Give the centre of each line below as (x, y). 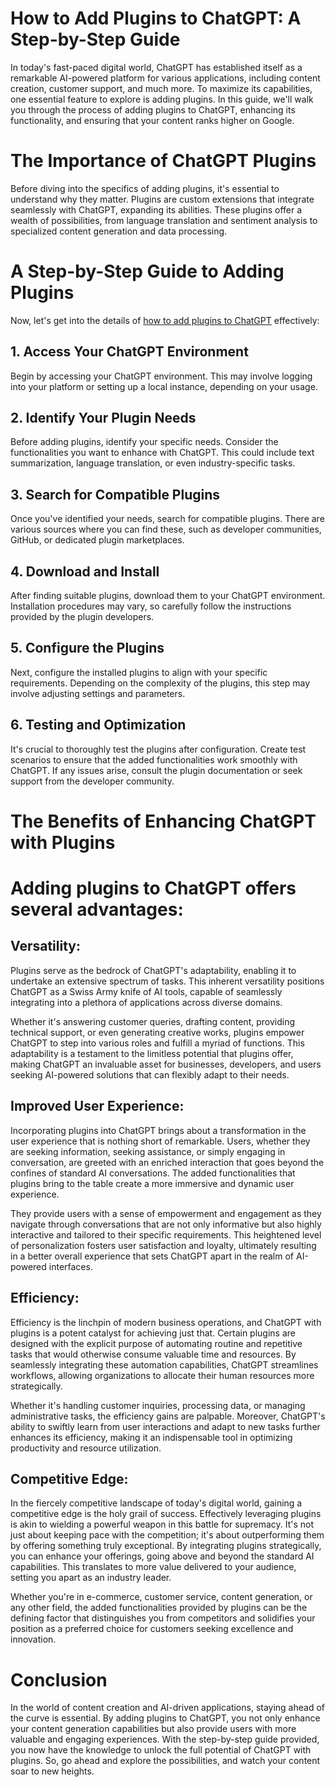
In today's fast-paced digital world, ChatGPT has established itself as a (156, 67)
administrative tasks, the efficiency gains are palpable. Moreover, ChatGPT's (168, 1416)
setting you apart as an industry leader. (91, 1578)
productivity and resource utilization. (86, 1448)
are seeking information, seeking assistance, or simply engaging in (148, 1151)
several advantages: (97, 909)
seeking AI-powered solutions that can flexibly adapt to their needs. (150, 1074)
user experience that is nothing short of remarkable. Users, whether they (160, 1141)
